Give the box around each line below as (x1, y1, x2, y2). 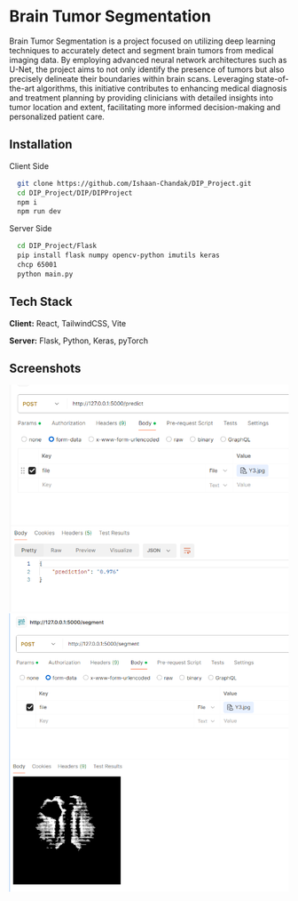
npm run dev (17, 207, 62, 216)
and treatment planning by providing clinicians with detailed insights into (9, 92, 273, 103)
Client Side (9, 160, 50, 171)
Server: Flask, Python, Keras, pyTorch (9, 335, 149, 346)
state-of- (255, 73, 289, 84)
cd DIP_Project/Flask (17, 242, 98, 251)
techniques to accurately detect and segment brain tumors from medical (9, 44, 274, 55)
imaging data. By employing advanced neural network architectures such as (9, 54, 287, 65)
